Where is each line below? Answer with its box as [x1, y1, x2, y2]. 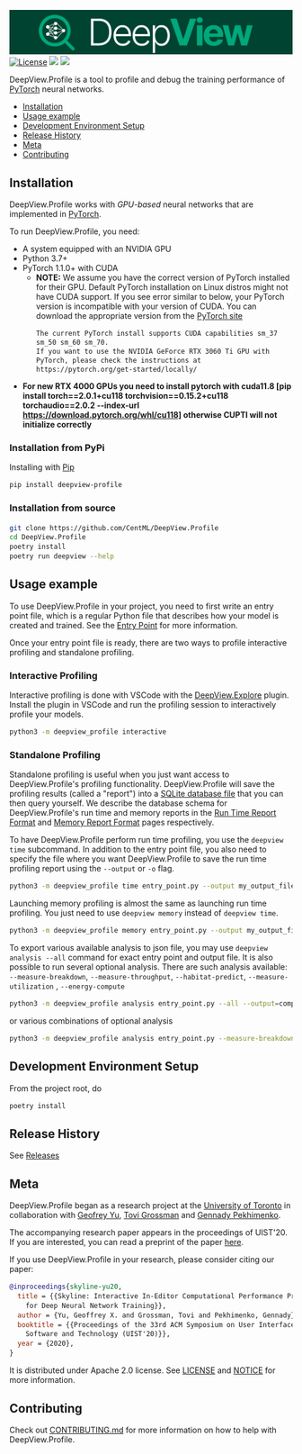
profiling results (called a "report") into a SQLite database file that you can [9, 789, 284, 799]
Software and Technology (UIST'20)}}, [25, 1330, 171, 1339]
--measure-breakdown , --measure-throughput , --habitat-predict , [9, 971, 246, 982]
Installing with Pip [9, 462, 75, 473]
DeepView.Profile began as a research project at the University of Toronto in [9, 1200, 291, 1211]
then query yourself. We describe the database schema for [9, 798, 227, 808]
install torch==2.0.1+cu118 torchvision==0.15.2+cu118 [22, 391, 229, 402]
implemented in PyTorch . [9, 209, 102, 220]
